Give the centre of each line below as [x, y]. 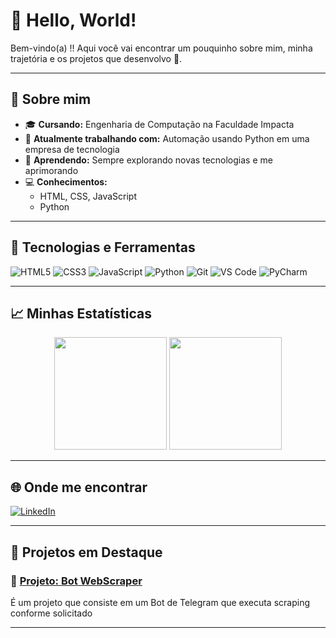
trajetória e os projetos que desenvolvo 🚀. [96, 58]
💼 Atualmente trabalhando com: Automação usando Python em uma [167, 138]
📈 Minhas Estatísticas [81, 313]
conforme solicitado [51, 613]
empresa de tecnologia [72, 149]
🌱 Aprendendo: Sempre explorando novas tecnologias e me [148, 160]
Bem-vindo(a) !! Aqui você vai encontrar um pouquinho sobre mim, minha [161, 48]
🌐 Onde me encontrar [79, 487]
